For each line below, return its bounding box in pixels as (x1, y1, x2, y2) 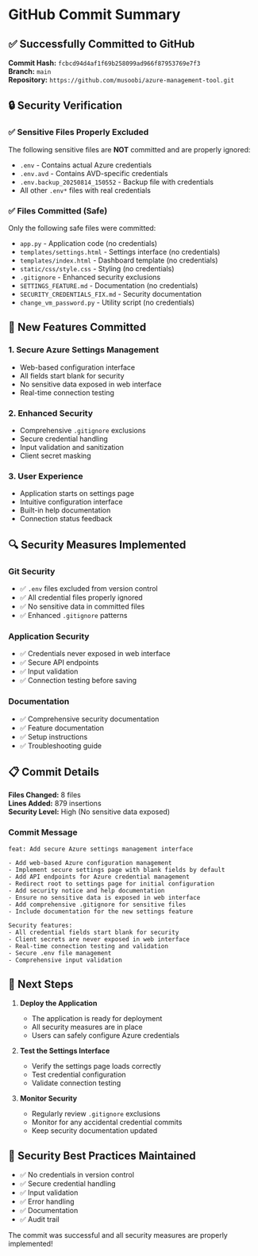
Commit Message (8, 827, 78, 838)
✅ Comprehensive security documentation (19, 714, 160, 724)
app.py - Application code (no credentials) (19, 238, 157, 248)
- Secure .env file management (8, 949, 112, 957)
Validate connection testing (31, 1078, 121, 1088)
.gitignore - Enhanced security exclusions (19, 272, 161, 282)
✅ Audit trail (19, 1215, 60, 1224)
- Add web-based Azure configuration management (8, 858, 172, 866)
